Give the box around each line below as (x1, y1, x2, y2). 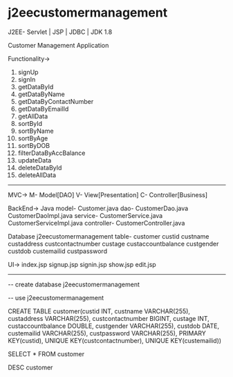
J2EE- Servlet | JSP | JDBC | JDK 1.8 (8, 28, 113, 36)
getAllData (17, 112, 48, 120)
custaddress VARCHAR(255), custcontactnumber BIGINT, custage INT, (8, 314, 209, 322)
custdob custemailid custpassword (8, 247, 108, 255)
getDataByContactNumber (17, 97, 94, 105)
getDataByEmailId (17, 104, 69, 113)
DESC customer (8, 363, 53, 371)
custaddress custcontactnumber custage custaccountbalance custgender (8, 239, 219, 248)
